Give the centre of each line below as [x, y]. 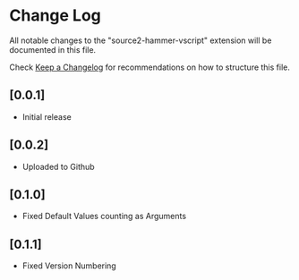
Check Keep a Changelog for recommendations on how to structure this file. [150, 67]
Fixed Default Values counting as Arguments [104, 216]
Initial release [47, 116]
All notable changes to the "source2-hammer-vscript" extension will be [141, 40]
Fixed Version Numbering [69, 266]
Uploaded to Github [59, 166]
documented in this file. [53, 49]
